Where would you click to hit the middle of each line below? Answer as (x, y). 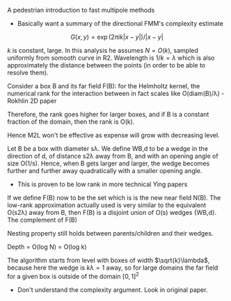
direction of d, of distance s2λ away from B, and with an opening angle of (113, 156)
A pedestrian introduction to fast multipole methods (81, 10)
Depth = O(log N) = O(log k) (47, 247)
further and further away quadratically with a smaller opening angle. (105, 171)
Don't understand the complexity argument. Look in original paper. (112, 290)
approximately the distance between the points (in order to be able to (106, 65)
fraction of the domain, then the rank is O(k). (71, 122)
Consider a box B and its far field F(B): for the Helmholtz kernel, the (104, 86)
